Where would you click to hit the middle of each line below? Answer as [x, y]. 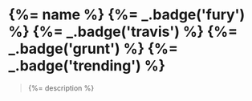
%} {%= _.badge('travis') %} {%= [123, 32]
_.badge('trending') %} [87, 66]
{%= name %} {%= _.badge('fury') [127, 15]
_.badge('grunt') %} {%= [93, 49]
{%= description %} [61, 88]
